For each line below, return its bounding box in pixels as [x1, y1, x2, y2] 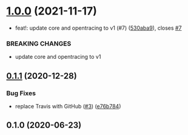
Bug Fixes [6, 89, 36, 97]
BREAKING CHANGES [6, 39, 72, 48]
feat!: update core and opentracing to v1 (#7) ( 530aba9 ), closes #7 [15, 24, 182, 31]
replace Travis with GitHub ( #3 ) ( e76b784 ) [15, 102, 121, 110]
